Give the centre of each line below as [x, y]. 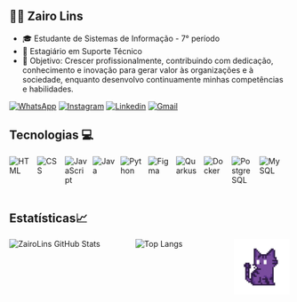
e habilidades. [48, 89]
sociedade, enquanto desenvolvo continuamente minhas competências [153, 79]
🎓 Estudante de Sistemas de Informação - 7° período [121, 38]
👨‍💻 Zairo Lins [46, 16]
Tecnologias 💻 [52, 135]
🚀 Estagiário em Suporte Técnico [82, 51]
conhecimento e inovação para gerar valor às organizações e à [138, 70]
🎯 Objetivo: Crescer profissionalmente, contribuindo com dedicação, [148, 60]
